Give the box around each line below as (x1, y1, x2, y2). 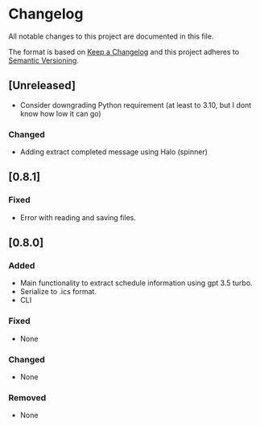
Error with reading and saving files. (19, 212, 137, 222)
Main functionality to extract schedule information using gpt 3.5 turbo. (19, 278, 253, 288)
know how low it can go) (19, 109, 102, 118)
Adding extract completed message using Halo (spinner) (19, 147, 208, 157)
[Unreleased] (8, 79, 76, 92)
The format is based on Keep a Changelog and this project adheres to (8, 47, 240, 56)
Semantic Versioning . (8, 55, 79, 65)
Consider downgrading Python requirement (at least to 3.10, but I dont (19, 100, 252, 109)
